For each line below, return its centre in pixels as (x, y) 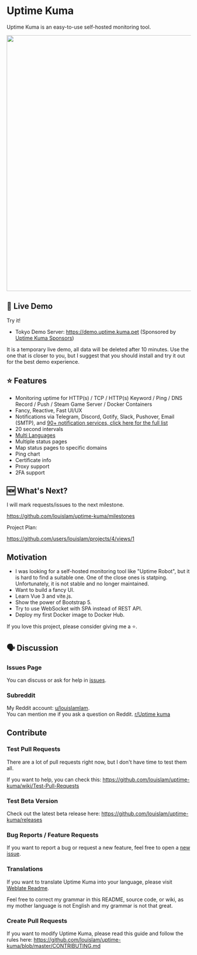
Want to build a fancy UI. (45, 590)
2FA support (30, 473)
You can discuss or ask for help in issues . (57, 680)
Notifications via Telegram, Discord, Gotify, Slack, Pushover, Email (95, 416)
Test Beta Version (32, 801)
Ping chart (27, 454)
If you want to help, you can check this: (54, 780)
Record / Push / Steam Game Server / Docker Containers (84, 404)
